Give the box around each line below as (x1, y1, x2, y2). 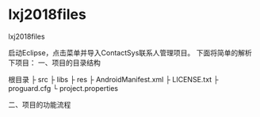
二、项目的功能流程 (8, 100, 71, 109)
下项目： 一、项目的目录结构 (8, 58, 101, 67)
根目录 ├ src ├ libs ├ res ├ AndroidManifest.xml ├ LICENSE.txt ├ (8, 74, 220, 84)
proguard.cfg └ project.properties (8, 83, 119, 92)
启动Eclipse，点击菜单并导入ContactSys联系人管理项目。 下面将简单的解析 (8, 47, 252, 57)
